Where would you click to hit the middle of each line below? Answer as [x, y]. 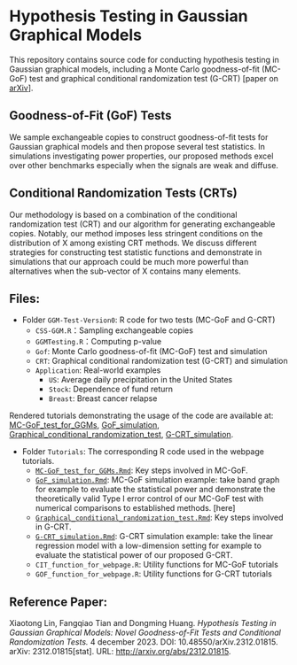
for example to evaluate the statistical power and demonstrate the [155, 490]
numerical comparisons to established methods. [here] [135, 508]
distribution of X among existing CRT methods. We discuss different [133, 243]
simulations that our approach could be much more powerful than [129, 261]
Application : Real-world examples [98, 370]
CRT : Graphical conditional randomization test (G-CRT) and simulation [161, 361]
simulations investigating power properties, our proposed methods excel [141, 156]
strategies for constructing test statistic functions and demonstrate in [136, 252]
